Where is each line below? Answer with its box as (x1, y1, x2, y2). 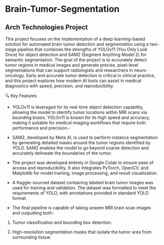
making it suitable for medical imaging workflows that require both (12, 120, 146, 126)
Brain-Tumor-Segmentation (5, 3, 120, 15)
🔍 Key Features (5, 93, 37, 99)
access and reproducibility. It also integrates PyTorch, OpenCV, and (12, 165, 148, 170)
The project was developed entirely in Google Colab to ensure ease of (12, 160, 154, 165)
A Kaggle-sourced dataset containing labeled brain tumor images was (12, 180, 154, 185)
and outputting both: (12, 210, 54, 216)
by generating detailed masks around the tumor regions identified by (12, 140, 151, 145)
